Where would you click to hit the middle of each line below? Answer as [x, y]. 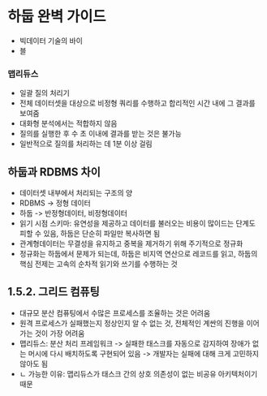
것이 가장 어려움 [60, 333]
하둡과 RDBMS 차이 [54, 172]
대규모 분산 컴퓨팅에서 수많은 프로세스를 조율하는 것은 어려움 [115, 312]
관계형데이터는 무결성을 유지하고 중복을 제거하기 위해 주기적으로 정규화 [131, 243]
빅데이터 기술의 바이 [51, 41]
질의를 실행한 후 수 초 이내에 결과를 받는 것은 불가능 [100, 134]
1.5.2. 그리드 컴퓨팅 [54, 292]
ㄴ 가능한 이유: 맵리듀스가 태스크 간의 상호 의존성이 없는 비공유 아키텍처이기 [138, 373]
